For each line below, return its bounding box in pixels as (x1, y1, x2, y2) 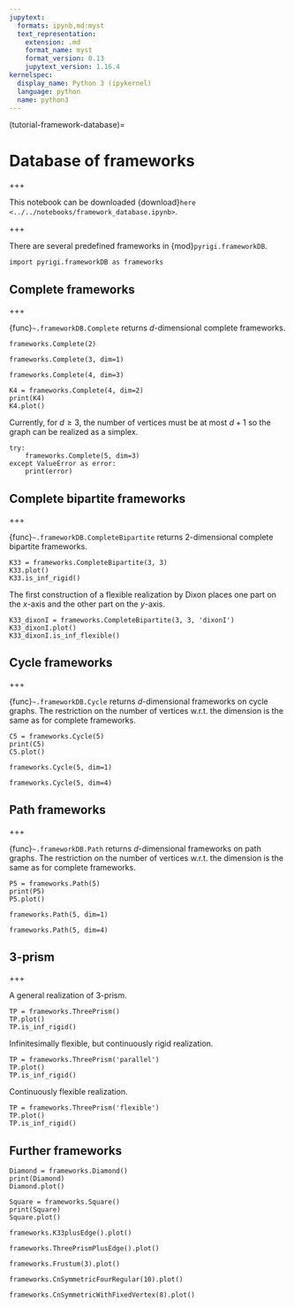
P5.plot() (9, 894, 46, 903)
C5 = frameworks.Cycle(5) (9, 731, 104, 740)
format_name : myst (25, 46, 93, 55)
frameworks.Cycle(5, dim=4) (9, 778, 113, 787)
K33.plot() (9, 566, 49, 575)
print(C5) (9, 739, 46, 748)
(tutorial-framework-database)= (9, 120, 125, 130)
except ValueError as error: (9, 460, 117, 468)
